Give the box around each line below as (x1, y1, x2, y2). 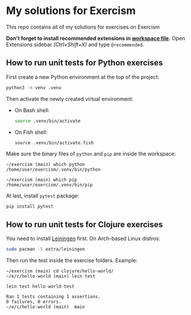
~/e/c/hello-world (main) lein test (6, 274, 95, 279)
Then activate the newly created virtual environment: (6, 95, 134, 102)
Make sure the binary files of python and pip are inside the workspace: (6, 150, 176, 157)
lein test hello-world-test (6, 283, 75, 290)
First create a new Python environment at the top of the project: (6, 73, 160, 80)
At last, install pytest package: (6, 192, 80, 199)
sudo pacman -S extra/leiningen (6, 247, 85, 252)
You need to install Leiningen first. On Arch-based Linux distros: (6, 235, 161, 242)
